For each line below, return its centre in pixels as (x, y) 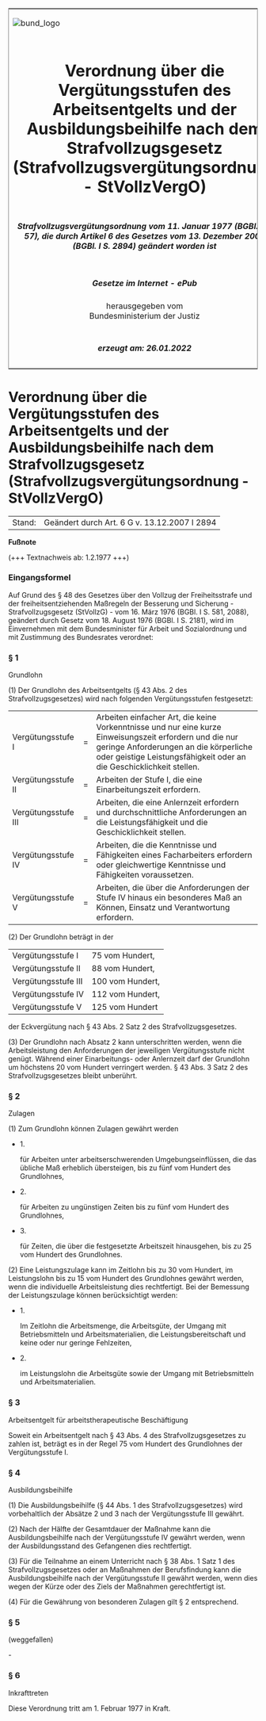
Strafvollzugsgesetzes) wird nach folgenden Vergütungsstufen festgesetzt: (131, 699)
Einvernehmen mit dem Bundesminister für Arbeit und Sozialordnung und (127, 629)
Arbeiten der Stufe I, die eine (149, 780)
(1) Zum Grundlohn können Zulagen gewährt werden (93, 1129)
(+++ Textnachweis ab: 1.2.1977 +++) (69, 557)
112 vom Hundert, (126, 994)
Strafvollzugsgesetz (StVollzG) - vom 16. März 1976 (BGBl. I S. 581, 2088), (129, 612)
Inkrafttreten (28, 1692)
